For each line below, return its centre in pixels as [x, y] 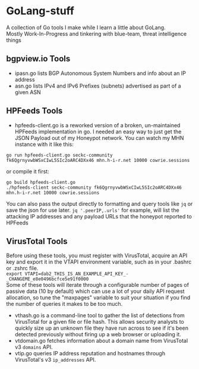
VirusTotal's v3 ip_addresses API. [55, 360]
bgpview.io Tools [38, 59]
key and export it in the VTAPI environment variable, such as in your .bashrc [99, 262]
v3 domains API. [34, 347]
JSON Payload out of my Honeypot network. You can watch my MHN [99, 137]
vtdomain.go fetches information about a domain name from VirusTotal [101, 341]
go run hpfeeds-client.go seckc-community [59, 155]
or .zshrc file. [22, 268]
